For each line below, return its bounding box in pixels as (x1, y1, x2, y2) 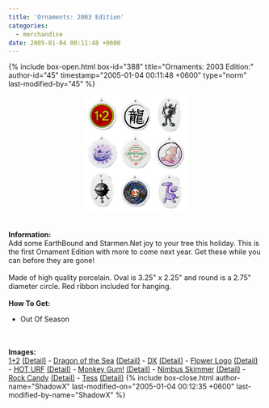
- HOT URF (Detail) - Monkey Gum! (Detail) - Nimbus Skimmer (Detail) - (8, 364, 246, 374)
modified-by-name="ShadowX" (8, 390, 115, 400)
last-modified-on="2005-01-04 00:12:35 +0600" (71, 381, 235, 392)
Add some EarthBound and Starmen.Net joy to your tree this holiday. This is (8, 239, 260, 249)
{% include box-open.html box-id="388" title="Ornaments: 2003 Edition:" (8, 62, 254, 72)
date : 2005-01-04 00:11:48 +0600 (8, 39, 121, 47)
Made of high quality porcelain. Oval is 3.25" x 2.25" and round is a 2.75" (8, 273, 252, 283)
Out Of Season (19, 314, 70, 324)
